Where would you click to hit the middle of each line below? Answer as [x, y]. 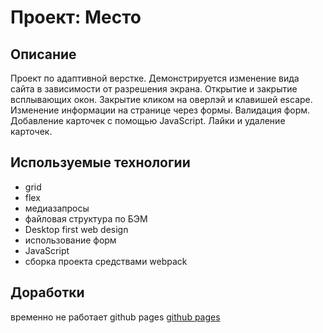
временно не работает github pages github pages [115, 317]
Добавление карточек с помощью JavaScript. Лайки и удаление [148, 120]
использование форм [70, 240]
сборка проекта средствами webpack [106, 261]
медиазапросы [57, 208]
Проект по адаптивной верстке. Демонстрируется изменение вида [155, 78]
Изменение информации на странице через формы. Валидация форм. [160, 110]
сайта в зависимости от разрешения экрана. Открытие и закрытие [154, 89]
